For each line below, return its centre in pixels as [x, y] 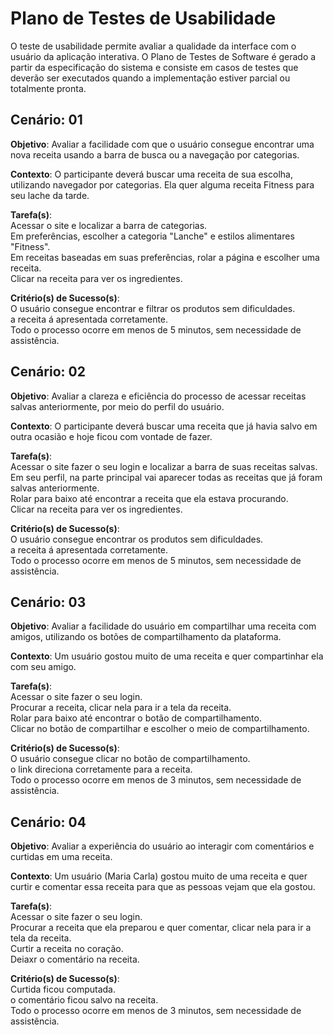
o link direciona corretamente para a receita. [101, 769]
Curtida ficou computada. [63, 989]
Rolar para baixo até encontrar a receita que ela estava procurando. [149, 498]
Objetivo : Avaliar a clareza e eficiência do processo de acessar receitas [158, 396]
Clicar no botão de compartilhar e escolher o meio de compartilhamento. [160, 729]
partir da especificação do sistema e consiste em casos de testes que [154, 67]
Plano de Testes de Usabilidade [143, 18]
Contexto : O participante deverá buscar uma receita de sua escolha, [151, 174]
